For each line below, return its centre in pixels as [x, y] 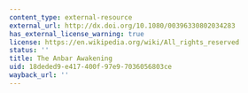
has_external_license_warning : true [77, 34]
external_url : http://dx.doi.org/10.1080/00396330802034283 [123, 26]
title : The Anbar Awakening [61, 58]
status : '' [29, 50]
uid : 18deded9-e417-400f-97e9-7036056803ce [91, 67]
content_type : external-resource [71, 17]
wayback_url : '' [39, 75]
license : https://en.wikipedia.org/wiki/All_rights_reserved [124, 42]
